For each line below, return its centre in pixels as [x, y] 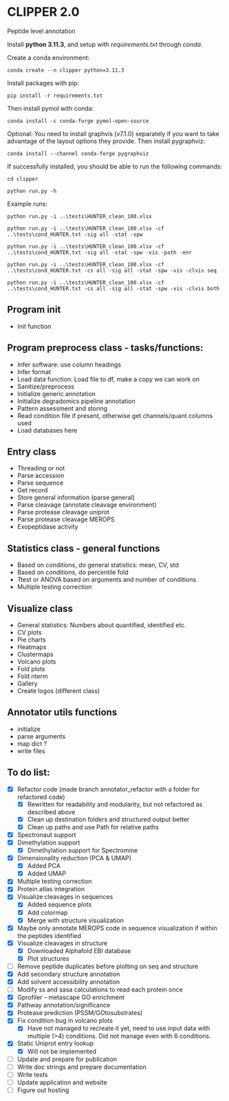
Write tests [32, 1074]
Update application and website [62, 1082]
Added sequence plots [59, 904]
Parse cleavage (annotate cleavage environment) [87, 505]
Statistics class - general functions [84, 548]
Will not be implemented [62, 1051]
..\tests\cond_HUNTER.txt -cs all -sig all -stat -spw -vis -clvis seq [112, 270]
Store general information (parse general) [76, 498]
